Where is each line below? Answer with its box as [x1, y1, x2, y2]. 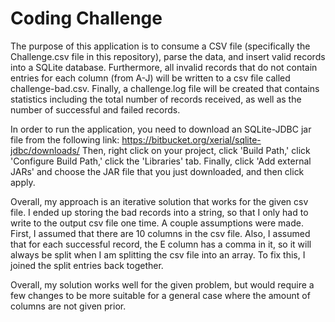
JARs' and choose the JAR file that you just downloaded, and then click [10, 165, 305, 177]
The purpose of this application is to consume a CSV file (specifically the [10, 40, 311, 52]
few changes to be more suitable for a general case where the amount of [10, 289, 311, 301]
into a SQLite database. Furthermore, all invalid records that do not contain [10, 61, 318, 73]
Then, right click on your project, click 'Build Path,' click [81, 144, 311, 156]
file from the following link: [10, 133, 120, 146]
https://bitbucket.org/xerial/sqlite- [121, 133, 262, 146]
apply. [10, 176, 36, 188]
